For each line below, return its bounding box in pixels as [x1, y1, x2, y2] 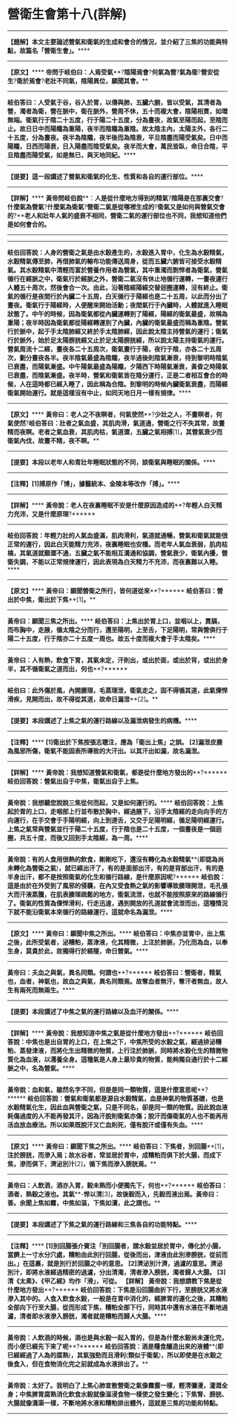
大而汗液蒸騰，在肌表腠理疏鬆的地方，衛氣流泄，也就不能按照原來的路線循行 [7, 890, 228, 899]
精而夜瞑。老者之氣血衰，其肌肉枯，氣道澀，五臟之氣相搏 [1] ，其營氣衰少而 [7, 428, 222, 436]
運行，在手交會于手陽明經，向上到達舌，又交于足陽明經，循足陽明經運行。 [13, 816, 228, 824]
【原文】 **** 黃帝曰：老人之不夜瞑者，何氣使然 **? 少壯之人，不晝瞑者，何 [7, 410, 222, 418]
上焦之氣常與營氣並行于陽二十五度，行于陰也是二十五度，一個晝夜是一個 [7, 824, 215, 833]
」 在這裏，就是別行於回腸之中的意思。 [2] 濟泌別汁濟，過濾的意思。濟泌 [16, 1259, 223, 1267]
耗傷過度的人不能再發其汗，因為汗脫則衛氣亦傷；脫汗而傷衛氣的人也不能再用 [7, 1111, 228, 1120]
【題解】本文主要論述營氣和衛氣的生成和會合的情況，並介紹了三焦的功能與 [7, 37, 222, 46]
